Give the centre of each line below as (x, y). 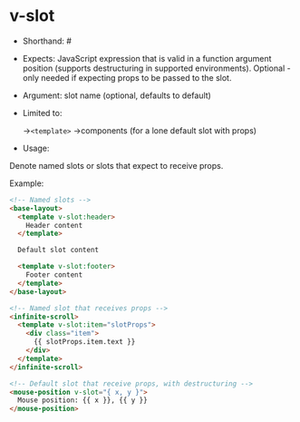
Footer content (54, 275)
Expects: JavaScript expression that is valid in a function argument (147, 58)
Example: (27, 183)
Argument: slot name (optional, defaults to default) (116, 95)
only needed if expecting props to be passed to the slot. (127, 77)
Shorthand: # (47, 41)
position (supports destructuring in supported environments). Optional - (157, 68)
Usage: (36, 148)
